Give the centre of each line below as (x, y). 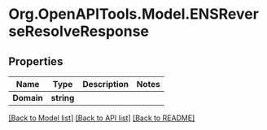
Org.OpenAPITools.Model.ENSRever (133, 14)
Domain (28, 98)
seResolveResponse (79, 31)
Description (105, 84)
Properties (36, 61)
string (63, 98)
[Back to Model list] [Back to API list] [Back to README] (102, 118)
